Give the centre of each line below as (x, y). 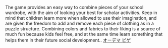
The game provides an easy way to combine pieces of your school (74, 7)
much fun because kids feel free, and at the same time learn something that (84, 34)
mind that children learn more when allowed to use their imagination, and (81, 18)
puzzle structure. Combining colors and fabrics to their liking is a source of (83, 29)
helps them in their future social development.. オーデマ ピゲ (68, 40)
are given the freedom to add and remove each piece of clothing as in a (79, 23)
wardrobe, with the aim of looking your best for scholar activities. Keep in (81, 13)
